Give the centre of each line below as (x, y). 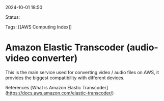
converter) (54, 58)
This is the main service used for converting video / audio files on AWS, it (82, 72)
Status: (13, 17)
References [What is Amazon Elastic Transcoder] (57, 87)
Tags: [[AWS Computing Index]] (39, 27)
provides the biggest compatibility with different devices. (65, 78)
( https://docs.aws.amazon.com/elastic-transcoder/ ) (60, 93)
